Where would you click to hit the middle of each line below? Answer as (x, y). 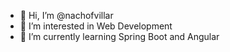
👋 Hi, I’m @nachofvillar (66, 15)
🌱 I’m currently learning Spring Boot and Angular (119, 36)
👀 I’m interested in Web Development (96, 26)
